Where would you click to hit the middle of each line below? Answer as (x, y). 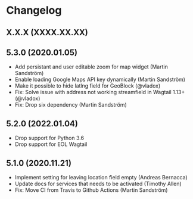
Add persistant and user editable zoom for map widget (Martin (91, 67)
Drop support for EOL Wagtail (51, 144)
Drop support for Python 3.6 (49, 138)
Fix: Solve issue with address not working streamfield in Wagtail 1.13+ (100, 92)
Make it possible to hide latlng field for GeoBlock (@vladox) (88, 86)
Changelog (34, 10)
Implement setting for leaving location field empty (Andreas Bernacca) (101, 178)
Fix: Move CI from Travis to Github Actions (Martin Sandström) (91, 190)
